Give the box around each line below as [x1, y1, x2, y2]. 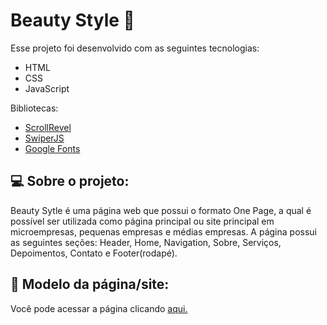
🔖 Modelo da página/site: [10, 276, 170, 293]
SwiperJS [24, 132, 65, 144]
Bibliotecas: [10, 102, 59, 114]
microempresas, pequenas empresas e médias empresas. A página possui [10, 225, 317, 238]
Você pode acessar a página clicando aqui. [10, 302, 188, 314]
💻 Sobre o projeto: [10, 173, 130, 190]
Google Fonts [24, 142, 81, 154]
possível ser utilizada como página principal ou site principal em [10, 215, 275, 227]
